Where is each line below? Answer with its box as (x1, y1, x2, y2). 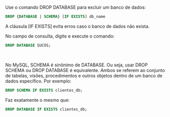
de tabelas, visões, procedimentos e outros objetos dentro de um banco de (5, 72, 162, 79)
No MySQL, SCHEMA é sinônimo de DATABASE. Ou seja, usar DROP (5, 62, 148, 68)
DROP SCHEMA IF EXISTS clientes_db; (5, 88, 83, 93)
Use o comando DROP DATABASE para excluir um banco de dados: (5, 5, 146, 10)
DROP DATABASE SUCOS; (5, 43, 51, 48)
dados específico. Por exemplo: (5, 78, 72, 84)
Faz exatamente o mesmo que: (5, 97, 70, 103)
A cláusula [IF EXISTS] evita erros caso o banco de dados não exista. (5, 23, 150, 29)
